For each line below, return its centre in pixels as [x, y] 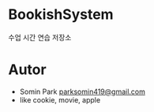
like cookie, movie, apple [60, 99]
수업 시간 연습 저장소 [40, 37]
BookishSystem [61, 15]
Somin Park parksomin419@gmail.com [83, 91]
